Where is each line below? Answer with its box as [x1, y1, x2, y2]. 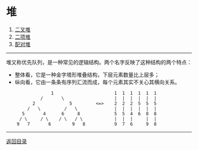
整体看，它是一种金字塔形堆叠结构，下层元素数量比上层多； [14, 71, 160, 78]
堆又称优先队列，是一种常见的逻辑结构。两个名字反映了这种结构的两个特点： [6, 58, 192, 65]
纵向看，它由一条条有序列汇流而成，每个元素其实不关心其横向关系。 [14, 78, 180, 85]
